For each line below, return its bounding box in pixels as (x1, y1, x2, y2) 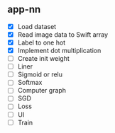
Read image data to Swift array (17, 30, 109, 39)
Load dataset (17, 22, 57, 30)
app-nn (7, 4, 41, 16)
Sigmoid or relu (17, 70, 62, 79)
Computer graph (17, 86, 66, 95)
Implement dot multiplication (17, 47, 102, 54)
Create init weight (17, 54, 70, 63)
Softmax (17, 79, 43, 87)
